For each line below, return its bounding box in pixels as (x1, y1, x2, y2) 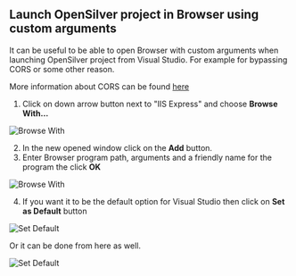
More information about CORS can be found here (9, 80, 190, 92)
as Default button (21, 205, 87, 216)
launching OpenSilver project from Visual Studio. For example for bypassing (9, 54, 288, 65)
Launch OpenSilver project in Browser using (9, 7, 259, 22)
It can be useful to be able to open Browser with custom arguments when (9, 45, 279, 55)
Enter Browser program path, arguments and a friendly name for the (21, 152, 272, 163)
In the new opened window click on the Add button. (21, 142, 212, 153)
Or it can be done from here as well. (9, 240, 141, 251)
